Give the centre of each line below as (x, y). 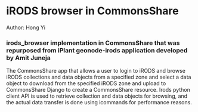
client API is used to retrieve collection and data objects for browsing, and (97, 96)
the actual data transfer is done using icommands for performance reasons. (99, 102)
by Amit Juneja (28, 58)
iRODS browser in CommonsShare (92, 11)
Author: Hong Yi (26, 27)
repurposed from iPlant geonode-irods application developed (97, 50)
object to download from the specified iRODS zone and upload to (86, 83)
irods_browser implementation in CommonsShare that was (93, 43)
